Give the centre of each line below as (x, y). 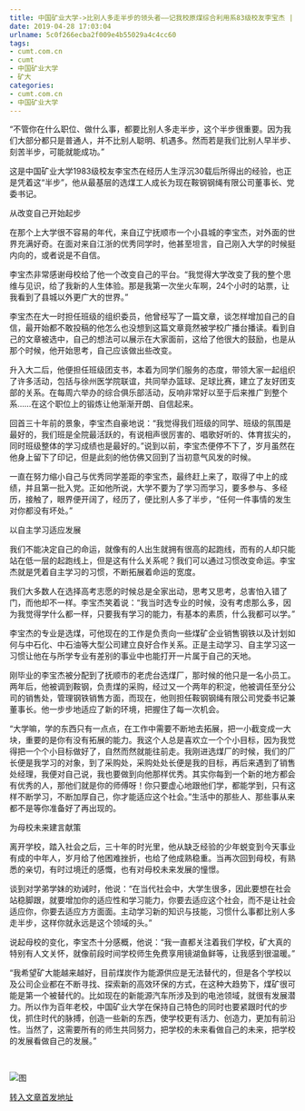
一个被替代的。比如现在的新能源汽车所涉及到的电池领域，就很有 (152, 996)
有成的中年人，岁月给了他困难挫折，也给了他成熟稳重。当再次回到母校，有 (148, 858)
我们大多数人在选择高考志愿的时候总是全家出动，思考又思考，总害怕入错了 (148, 591)
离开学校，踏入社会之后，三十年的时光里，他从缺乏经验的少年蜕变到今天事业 (152, 847)
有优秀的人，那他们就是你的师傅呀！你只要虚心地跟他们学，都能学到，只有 (148, 786)
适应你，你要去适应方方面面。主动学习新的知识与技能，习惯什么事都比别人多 (152, 912)
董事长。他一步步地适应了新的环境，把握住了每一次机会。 (117, 709)
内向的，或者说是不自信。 (57, 255)
